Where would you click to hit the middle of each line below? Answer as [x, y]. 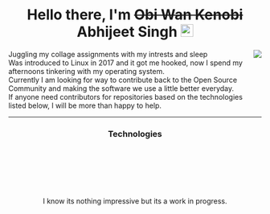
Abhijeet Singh [127, 32]
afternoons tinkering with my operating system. [86, 71]
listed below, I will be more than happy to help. [85, 105]
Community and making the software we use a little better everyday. [121, 88]
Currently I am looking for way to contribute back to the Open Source [123, 80]
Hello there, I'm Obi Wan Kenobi [135, 15]
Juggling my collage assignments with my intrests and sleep [108, 54]
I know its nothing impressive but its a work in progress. [135, 201]
